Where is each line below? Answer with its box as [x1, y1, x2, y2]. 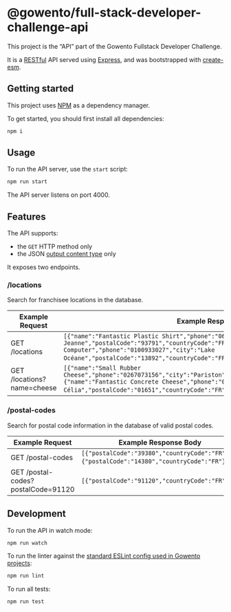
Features [7, 211, 46, 222]
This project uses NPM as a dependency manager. [7, 101, 151, 109]
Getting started [7, 83, 74, 94]
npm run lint [7, 573, 45, 580]
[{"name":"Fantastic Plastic [63, 333, 159, 340]
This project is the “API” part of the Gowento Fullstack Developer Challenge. [7, 42, 222, 50]
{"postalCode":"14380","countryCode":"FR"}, [81, 457, 230, 465]
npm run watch [7, 539, 48, 547]
